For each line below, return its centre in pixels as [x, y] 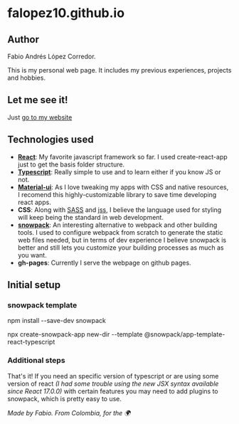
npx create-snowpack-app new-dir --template [75, 334]
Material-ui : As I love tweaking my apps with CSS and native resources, [123, 187]
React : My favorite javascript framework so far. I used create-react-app [122, 157]
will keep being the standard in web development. [90, 217]
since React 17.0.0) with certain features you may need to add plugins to [113, 391]
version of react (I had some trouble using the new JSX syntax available [113, 383]
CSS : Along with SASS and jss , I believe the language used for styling [119, 210]
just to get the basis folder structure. [71, 164]
